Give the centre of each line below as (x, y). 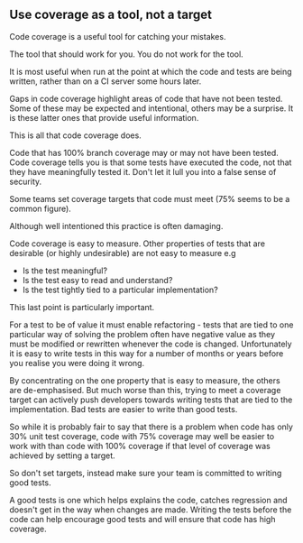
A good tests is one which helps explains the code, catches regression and (148, 500)
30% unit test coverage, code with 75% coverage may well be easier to (142, 436)
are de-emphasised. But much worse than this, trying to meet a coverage (145, 390)
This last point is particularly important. (82, 307)
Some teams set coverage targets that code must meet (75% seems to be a (150, 198)
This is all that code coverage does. (75, 135)
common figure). (41, 208)
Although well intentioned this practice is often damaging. (116, 225)
